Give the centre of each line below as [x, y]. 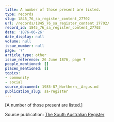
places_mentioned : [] [27, 69]
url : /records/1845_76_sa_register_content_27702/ [57, 23]
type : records [19, 14]
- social [14, 82]
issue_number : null [25, 46]
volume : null [18, 41]
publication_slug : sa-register [37, 91]
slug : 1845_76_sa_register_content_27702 [48, 19]
